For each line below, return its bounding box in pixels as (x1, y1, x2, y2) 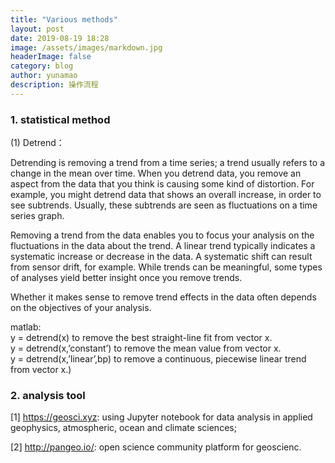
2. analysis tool (10, 388, 86, 402)
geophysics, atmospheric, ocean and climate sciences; (10, 422, 237, 434)
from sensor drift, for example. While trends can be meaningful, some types (10, 261, 323, 273)
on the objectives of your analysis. (10, 302, 152, 314)
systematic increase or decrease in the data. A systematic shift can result (10, 251, 313, 263)
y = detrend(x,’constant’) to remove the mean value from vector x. (10, 342, 282, 355)
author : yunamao (10, 71, 78, 81)
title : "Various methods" (10, 14, 118, 25)
